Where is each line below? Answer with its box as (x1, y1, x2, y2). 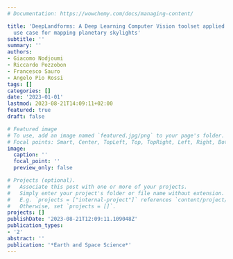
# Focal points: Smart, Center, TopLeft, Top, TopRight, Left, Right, (7, 138, 216, 146)
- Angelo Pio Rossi (7, 74, 64, 81)
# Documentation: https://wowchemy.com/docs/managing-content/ (7, 10, 194, 17)
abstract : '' (7, 235, 45, 242)
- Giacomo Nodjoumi (7, 55, 64, 62)
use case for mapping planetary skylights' (13, 29, 141, 36)
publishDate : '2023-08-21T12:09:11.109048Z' (7, 216, 138, 223)
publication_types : (7, 222, 64, 229)
